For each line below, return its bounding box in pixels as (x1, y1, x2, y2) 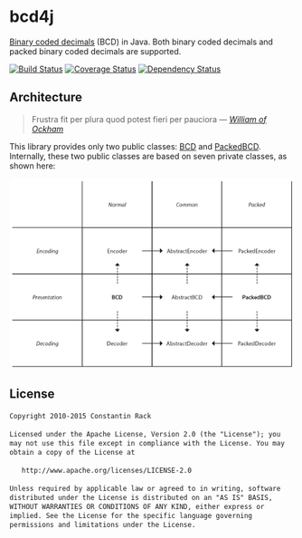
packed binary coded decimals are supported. (9, 45, 182, 56)
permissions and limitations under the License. (9, 520, 196, 529)
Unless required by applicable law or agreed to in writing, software (9, 484, 281, 493)
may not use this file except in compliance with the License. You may (9, 438, 285, 447)
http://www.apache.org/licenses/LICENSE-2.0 (21, 466, 193, 475)
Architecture (9, 90, 83, 105)
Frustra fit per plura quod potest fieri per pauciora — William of (31, 113, 267, 124)
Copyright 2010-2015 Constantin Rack (9, 411, 152, 420)
